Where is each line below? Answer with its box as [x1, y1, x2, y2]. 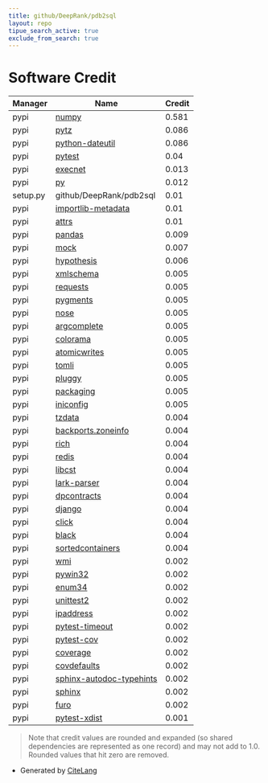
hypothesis [55, 255, 98, 266]
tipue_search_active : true [8, 27, 99, 35]
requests [55, 281, 89, 293]
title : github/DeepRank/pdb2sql [8, 11, 117, 20]
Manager [12, 98, 48, 109]
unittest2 [55, 595, 90, 606]
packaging [55, 386, 96, 397]
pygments [55, 294, 93, 305]
